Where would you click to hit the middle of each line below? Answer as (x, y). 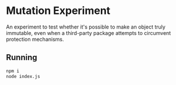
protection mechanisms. (35, 39)
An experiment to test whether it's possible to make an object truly (86, 27)
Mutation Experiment (58, 11)
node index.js (23, 76)
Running (22, 57)
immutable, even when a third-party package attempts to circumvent (89, 33)
